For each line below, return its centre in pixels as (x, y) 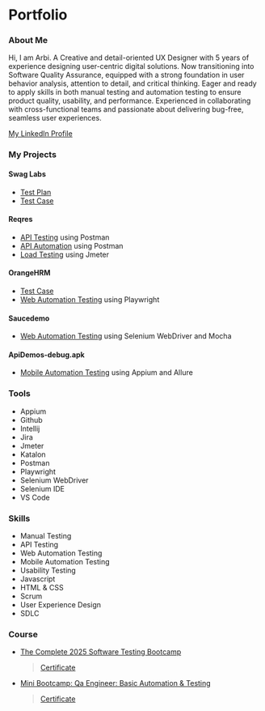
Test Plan (36, 192)
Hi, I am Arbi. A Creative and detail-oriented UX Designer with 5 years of (129, 57)
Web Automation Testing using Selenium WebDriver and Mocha (126, 336)
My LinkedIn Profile (40, 134)
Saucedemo (29, 318)
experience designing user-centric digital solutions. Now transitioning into (131, 66)
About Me (28, 40)
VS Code (35, 497)
